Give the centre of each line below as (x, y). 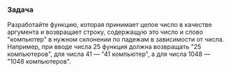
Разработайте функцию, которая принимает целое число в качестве (110, 25)
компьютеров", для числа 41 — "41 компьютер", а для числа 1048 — (109, 54)
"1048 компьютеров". (39, 62)
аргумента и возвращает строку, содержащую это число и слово (105, 32)
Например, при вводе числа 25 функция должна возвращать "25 (104, 47)
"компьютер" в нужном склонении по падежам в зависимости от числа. (116, 39)
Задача (20, 10)
